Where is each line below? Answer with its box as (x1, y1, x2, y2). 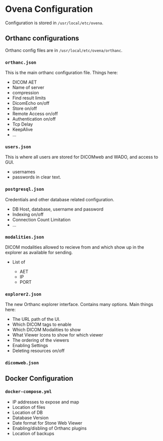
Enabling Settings (12, 343, 48, 349)
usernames (12, 169, 36, 175)
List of (12, 259, 26, 265)
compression (12, 90, 40, 96)
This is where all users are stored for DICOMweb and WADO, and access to (5, 154, 159, 160)
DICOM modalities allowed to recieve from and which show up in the (5, 244, 144, 250)
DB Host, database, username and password (12, 206, 104, 212)
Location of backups (12, 430, 54, 436)
